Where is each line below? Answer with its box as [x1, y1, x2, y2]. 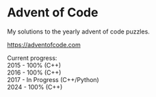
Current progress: [7, 53, 57, 62]
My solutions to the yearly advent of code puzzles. [7, 27, 151, 36]
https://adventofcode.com [7, 40, 81, 48]
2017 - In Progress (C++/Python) [7, 75, 99, 83]
